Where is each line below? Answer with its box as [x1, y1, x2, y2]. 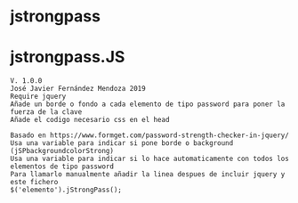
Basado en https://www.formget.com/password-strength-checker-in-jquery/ [10, 131, 290, 140]
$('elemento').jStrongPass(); [10, 185, 123, 195]
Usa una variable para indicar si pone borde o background [10, 139, 234, 148]
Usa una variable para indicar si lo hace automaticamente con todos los [10, 154, 290, 164]
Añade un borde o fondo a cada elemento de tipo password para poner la [10, 100, 286, 109]
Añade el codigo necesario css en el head [10, 116, 170, 125]
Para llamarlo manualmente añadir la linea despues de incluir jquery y [10, 170, 286, 179]
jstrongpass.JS [10, 47, 125, 68]
